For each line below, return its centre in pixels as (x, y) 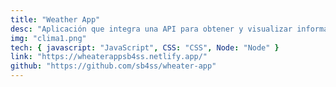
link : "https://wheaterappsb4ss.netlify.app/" (109, 57)
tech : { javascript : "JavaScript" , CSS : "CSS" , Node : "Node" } (145, 47)
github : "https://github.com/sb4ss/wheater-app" (113, 66)
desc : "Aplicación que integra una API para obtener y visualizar (151, 29)
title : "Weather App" (55, 19)
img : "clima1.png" (48, 38)
